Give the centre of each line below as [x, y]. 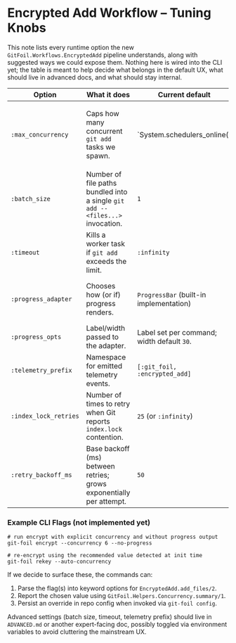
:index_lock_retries [45, 416]
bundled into [107, 191]
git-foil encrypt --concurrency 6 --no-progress [80, 543]
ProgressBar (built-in [171, 295]
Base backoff [108, 448]
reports [98, 421]
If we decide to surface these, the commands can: [80, 575]
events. [98, 383]
